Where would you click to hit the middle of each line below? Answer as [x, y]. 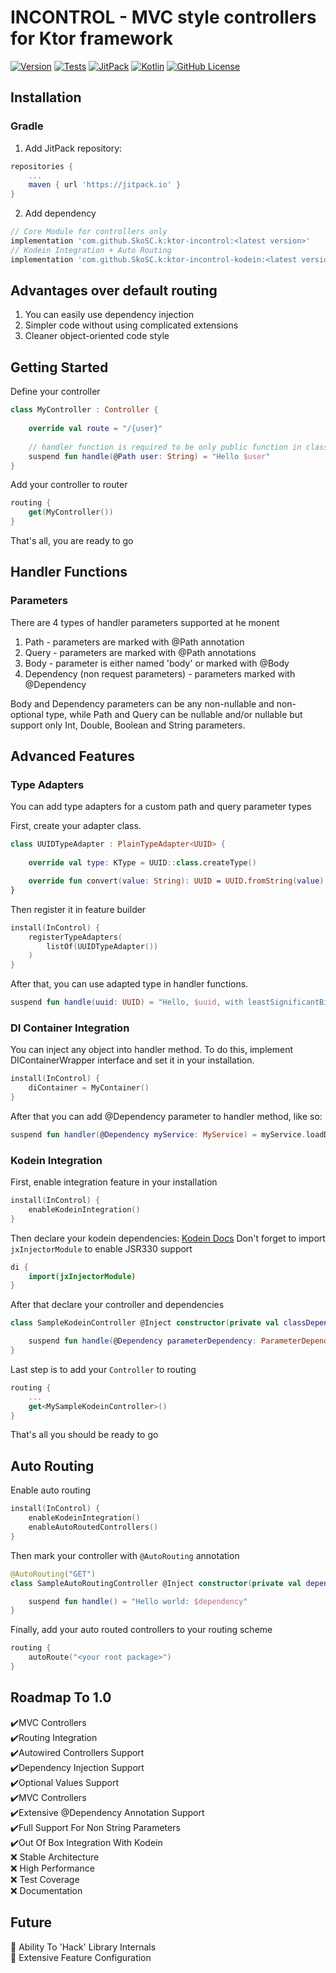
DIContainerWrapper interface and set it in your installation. [132, 1060]
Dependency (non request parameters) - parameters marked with [160, 673]
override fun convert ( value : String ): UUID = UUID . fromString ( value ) [176, 881]
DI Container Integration [70, 1028]
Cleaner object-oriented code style [97, 336]
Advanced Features [73, 756]
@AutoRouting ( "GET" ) [53, 1574]
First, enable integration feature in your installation [114, 1182]
